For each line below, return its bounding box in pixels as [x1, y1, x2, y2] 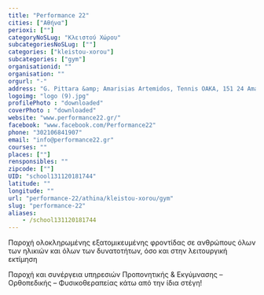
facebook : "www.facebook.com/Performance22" [8, 121, 156, 129]
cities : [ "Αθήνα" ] [8, 19, 68, 27]
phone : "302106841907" [8, 128, 82, 136]
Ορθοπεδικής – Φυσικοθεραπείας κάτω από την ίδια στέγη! [8, 278, 203, 288]
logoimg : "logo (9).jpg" [8, 92, 90, 100]
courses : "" [8, 143, 47, 151]
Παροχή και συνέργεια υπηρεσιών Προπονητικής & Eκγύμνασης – [8, 270, 223, 279]
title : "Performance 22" [8, 11, 90, 20]
